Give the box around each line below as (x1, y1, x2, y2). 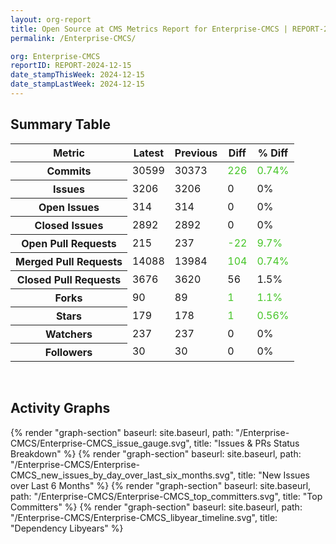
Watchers (44, 327, 93, 341)
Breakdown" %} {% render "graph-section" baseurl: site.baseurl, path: (10, 447, 302, 460)
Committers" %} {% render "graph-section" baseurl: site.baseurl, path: (10, 501, 303, 513)
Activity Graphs (10, 400, 111, 417)
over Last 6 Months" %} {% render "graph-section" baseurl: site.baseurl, (10, 479, 312, 491)
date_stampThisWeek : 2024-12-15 (10, 70, 145, 80)
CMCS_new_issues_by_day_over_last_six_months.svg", (10, 469, 237, 481)
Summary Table (10, 116, 111, 133)
